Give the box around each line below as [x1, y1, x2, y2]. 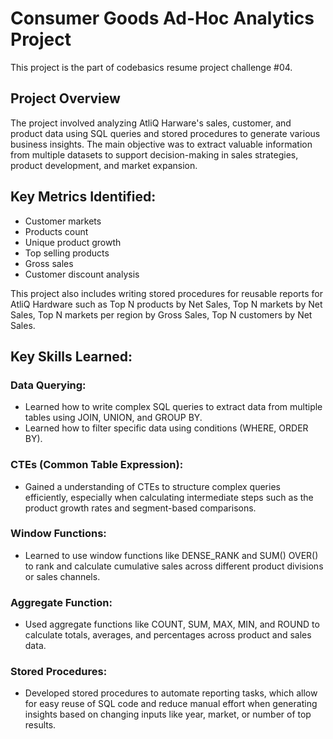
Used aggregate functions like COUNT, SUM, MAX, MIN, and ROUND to [24, 618, 320, 631]
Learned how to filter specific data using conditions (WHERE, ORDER [24, 422, 309, 434]
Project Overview [10, 90, 121, 107]
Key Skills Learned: [10, 348, 133, 365]
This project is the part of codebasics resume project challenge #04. [10, 61, 293, 73]
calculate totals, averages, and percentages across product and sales [24, 629, 312, 641]
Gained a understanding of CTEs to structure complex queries [24, 480, 281, 492]
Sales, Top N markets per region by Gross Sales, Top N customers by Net [10, 308, 313, 321]
